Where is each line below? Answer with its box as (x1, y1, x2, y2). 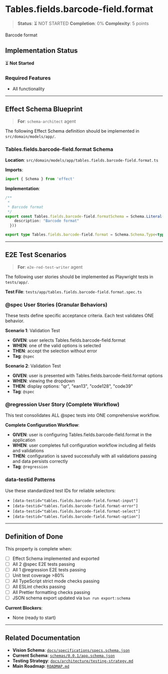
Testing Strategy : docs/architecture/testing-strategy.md (12, 657, 133, 663)
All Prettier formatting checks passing (12, 589, 90, 595)
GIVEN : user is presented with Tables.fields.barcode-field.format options (12, 373, 163, 379)
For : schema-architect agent (17, 118, 76, 124)
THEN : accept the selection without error (12, 348, 97, 354)
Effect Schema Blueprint (5, 105, 83, 114)
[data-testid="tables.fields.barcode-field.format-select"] (12, 509, 140, 514)
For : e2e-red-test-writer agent (17, 264, 83, 270)
